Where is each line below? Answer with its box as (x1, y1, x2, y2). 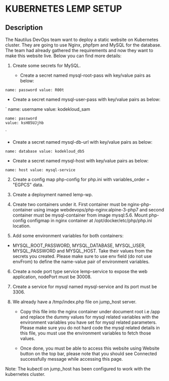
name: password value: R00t (5, 88, 65, 93)
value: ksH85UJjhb (5, 120, 44, 125)
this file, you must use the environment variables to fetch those (20, 330, 151, 336)
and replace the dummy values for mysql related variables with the (20, 314, 159, 320)
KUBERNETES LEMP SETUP (5, 3, 122, 15)
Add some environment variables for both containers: (12, 233, 124, 238)
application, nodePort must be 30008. (12, 274, 92, 280)
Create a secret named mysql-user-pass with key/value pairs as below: (12, 97, 160, 102)
